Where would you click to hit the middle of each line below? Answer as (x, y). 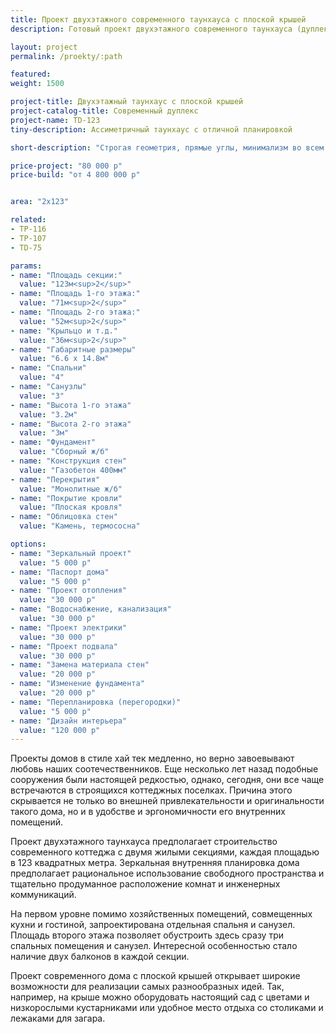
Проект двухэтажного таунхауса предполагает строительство (144, 842)
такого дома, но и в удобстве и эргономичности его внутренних (148, 812)
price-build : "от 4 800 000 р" (75, 175)
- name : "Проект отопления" (69, 591)
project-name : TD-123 (55, 120)
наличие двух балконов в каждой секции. (100, 957)
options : (28, 544)
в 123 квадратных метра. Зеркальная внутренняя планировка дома (155, 863)
